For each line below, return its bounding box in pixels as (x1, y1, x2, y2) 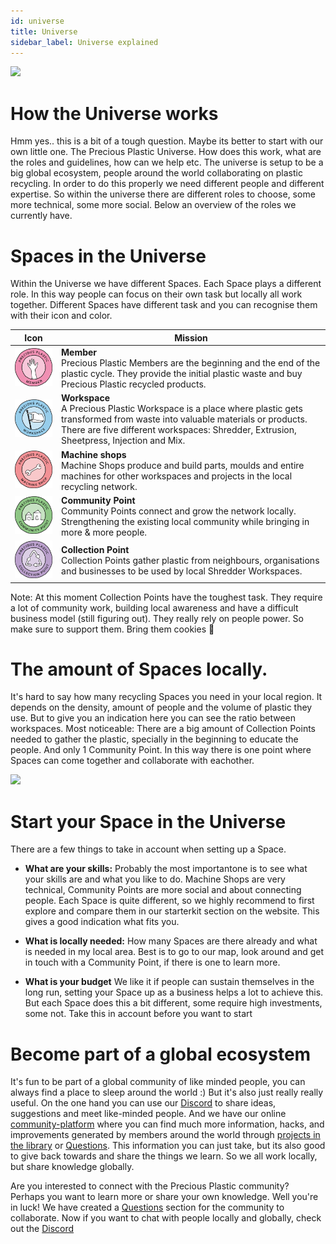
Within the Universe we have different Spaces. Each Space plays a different (10, 278, 322, 290)
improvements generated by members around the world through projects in (10, 1129, 321, 1141)
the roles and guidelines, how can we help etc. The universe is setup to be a (10, 156, 324, 169)
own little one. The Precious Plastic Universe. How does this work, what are (10, 146, 322, 158)
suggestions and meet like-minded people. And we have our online (10, 1108, 287, 1120)
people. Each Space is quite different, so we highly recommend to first (24, 895, 315, 907)
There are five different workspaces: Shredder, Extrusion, (61, 424, 297, 436)
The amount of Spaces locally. (10, 658, 268, 680)
